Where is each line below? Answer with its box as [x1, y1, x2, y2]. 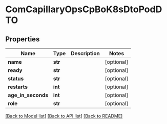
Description [71, 50, 100, 57]
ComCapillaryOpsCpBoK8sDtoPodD [5, 4, 162, 15]
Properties [5, 35, 40, 43]
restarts [8, 83, 28, 90]
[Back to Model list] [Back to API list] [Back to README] [5, 113, 123, 119]
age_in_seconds [8, 92, 49, 98]
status [8, 75, 24, 82]
